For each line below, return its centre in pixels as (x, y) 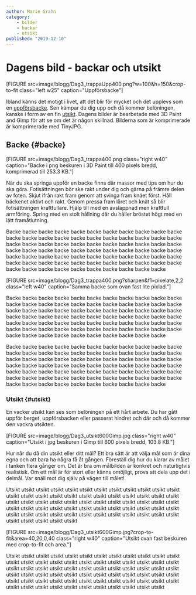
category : (18, 17)
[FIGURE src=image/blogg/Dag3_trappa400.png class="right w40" (87, 159)
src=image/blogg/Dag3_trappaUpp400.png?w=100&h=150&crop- (107, 84)
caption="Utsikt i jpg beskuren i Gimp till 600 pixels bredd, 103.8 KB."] (90, 442)
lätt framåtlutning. (27, 220)
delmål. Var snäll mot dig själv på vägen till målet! (65, 478)
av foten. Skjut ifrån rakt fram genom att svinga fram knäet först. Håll (89, 195)
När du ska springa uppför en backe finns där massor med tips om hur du (94, 183)
